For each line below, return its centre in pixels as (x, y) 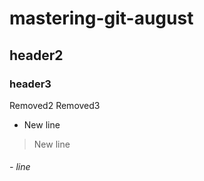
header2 (36, 55)
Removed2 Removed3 (55, 105)
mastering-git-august (101, 18)
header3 (30, 84)
